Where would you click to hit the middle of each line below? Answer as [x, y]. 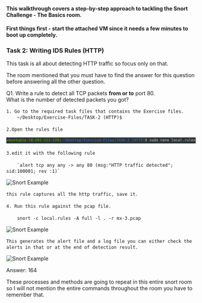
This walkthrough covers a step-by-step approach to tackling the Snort [97, 8]
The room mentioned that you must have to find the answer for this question [101, 75]
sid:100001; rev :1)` [33, 172]
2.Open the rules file [35, 130]
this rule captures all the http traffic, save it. [72, 195]
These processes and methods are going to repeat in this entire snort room [99, 282]
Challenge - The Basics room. [44, 14]
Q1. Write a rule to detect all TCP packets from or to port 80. [81, 93]
